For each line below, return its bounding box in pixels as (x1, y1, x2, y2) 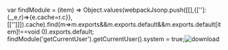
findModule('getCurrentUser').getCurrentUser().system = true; (7, 35, 185, 43)
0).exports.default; (41, 27, 94, 36)
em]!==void (7, 27, 40, 36)
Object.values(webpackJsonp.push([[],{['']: (83, 6, 207, 14)
